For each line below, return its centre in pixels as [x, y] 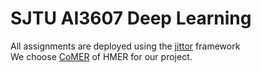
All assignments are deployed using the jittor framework [125, 46]
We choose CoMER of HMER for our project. [101, 56]
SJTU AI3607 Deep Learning [131, 18]
